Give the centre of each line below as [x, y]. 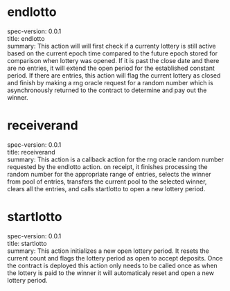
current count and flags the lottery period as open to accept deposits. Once [115, 258]
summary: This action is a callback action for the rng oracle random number [115, 159]
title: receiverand [31, 152]
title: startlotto [27, 243]
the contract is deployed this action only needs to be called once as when [113, 265]
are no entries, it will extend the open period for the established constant [111, 68]
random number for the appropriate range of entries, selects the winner [109, 174]
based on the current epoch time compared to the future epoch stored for [113, 53]
